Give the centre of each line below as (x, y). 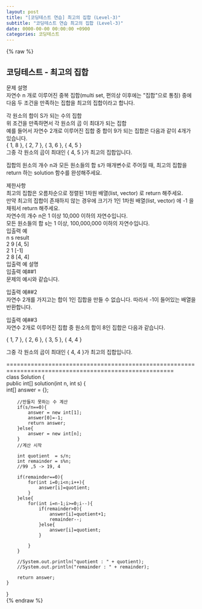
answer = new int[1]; (55, 412)
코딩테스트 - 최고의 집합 (47, 72)
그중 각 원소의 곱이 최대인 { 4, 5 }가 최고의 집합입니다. (69, 152)
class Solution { (26, 377)
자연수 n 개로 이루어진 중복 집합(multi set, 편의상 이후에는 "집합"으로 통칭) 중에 (99, 95)
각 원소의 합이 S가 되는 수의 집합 (44, 115)
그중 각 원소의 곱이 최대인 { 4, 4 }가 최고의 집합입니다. (69, 352)
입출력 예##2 (22, 292)
